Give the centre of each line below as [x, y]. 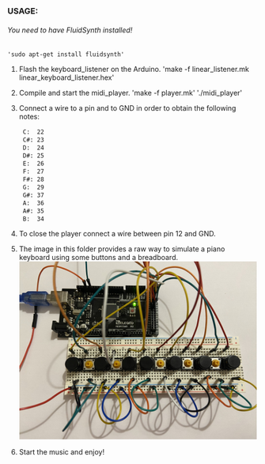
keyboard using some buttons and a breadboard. [98, 258]
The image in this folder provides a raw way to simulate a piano [122, 249]
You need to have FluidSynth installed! [70, 30]
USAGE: [23, 11]
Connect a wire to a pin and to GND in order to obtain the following [127, 108]
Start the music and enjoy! [61, 452]
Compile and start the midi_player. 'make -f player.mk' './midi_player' [131, 93]
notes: [29, 117]
